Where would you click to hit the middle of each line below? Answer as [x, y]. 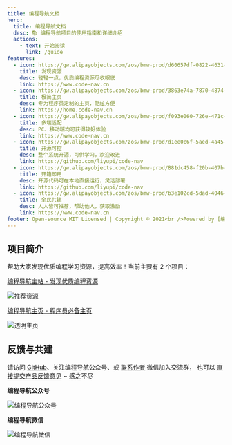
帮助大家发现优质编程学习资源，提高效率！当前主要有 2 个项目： [98, 267]
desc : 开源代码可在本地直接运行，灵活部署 [72, 180]
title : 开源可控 [41, 149]
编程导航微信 [25, 420]
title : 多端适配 [41, 123]
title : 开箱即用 [41, 174]
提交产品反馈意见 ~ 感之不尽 [53, 376]
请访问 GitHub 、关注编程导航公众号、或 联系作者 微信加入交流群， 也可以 [111, 368]
